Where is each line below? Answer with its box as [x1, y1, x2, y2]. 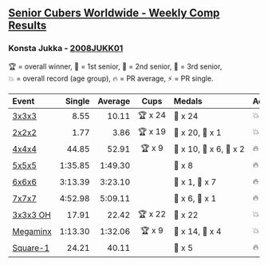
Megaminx [12, 226, 52, 237]
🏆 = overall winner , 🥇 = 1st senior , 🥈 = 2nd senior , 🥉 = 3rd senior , [8, 62, 223, 71]
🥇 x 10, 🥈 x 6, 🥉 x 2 [173, 144, 245, 155]
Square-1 [12, 243, 50, 254]
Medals [173, 95, 203, 106]
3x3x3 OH [12, 209, 52, 220]
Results [8, 19, 47, 33]
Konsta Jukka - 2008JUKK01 [8, 43, 124, 54]
